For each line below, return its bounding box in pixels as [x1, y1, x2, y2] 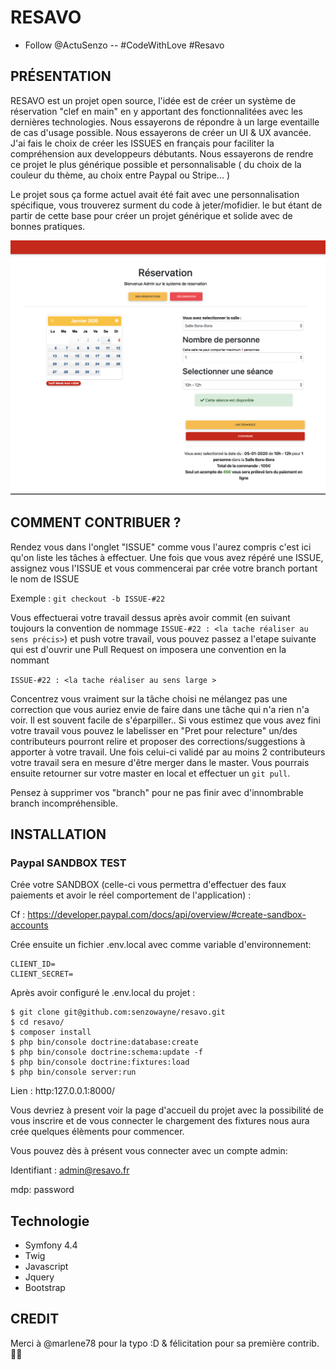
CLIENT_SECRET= [10, 969, 74, 980]
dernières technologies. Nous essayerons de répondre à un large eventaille [10, 116, 320, 128]
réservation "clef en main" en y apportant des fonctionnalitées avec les [10, 105, 303, 117]
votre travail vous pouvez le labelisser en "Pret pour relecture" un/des [10, 724, 298, 736]
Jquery [24, 1271, 55, 1283]
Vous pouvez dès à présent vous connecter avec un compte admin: [10, 1145, 288, 1157]
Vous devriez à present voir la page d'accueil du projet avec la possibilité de [10, 1104, 324, 1116]
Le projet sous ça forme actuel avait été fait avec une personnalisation [10, 188, 300, 200]
